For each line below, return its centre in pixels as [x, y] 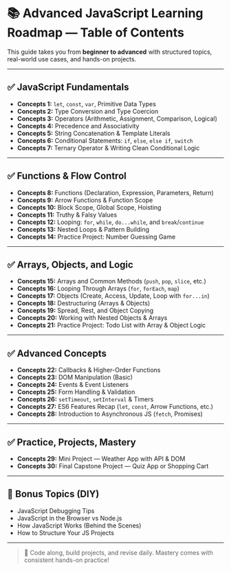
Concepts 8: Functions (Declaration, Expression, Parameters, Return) [115, 192]
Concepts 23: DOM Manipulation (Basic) [75, 377]
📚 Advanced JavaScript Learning [106, 13]
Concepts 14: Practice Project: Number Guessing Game [96, 237]
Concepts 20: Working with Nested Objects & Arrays [92, 318]
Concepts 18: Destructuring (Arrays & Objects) [84, 303]
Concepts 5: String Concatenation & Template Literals [93, 133]
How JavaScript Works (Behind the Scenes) [79, 525]
